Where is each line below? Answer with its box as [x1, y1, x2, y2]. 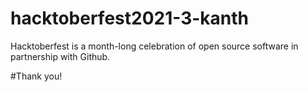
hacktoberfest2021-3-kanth [10, 7, 250, 30]
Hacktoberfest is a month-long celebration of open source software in [10, 40, 299, 52]
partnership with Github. [10, 50, 111, 62]
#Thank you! [10, 70, 63, 82]
